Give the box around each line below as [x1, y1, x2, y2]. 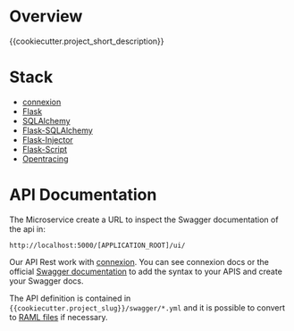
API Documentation [9, 185, 157, 205]
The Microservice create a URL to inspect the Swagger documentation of [9, 214, 279, 225]
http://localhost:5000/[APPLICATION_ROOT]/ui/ [9, 241, 186, 250]
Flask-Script [21, 144, 68, 154]
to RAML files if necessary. [9, 311, 108, 322]
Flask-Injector [21, 134, 73, 145]
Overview [9, 6, 83, 27]
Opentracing [21, 153, 69, 164]
